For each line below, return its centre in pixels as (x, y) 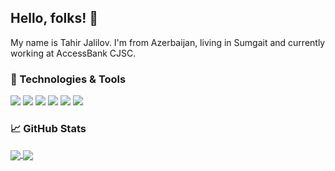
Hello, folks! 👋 (54, 18)
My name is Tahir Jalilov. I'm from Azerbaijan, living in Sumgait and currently (168, 42)
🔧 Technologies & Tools (68, 79)
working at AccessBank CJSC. (73, 53)
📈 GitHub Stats (48, 129)
